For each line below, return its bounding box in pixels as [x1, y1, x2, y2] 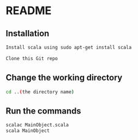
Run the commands [5, 106, 82, 116]
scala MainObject [5, 128, 50, 134]
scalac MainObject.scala [5, 122, 69, 128]
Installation [5, 28, 49, 39]
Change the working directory [5, 72, 123, 83]
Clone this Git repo [5, 55, 59, 61]
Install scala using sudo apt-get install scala [5, 44, 132, 50]
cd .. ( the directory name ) [5, 88, 74, 95]
